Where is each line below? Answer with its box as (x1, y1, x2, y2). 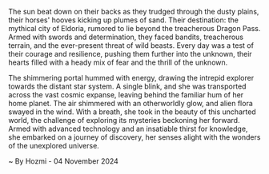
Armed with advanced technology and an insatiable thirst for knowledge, (8, 124, 248, 133)
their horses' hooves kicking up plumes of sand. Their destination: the (8, 15, 239, 25)
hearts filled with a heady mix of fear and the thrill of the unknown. (8, 57, 228, 67)
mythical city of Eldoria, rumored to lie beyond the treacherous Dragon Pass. (8, 24, 261, 33)
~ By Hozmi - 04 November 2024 (8, 156, 118, 166)
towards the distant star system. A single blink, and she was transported (8, 81, 247, 91)
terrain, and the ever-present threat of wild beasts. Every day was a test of (8, 41, 255, 50)
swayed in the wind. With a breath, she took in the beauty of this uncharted (8, 107, 256, 117)
